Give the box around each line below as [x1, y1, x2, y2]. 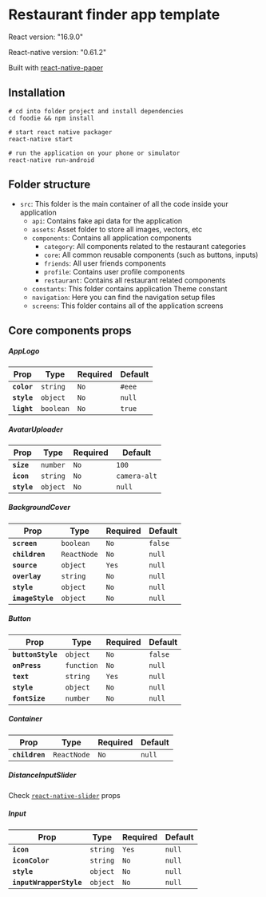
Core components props [8, 323, 132, 337]
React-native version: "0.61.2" [8, 47, 107, 57]
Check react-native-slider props [8, 790, 121, 800]
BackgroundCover [8, 503, 71, 512]
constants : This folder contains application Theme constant [31, 283, 228, 293]
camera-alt [116, 471, 157, 480]
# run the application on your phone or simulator [8, 149, 181, 157]
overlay [12, 571, 42, 580]
